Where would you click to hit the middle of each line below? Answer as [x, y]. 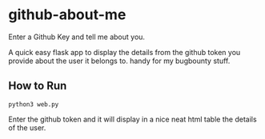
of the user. [27, 127]
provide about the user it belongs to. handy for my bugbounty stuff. [119, 61]
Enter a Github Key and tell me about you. [77, 37]
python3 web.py [34, 104]
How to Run [38, 86]
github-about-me [67, 15]
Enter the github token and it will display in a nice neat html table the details [133, 119]
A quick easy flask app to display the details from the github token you [124, 52]
